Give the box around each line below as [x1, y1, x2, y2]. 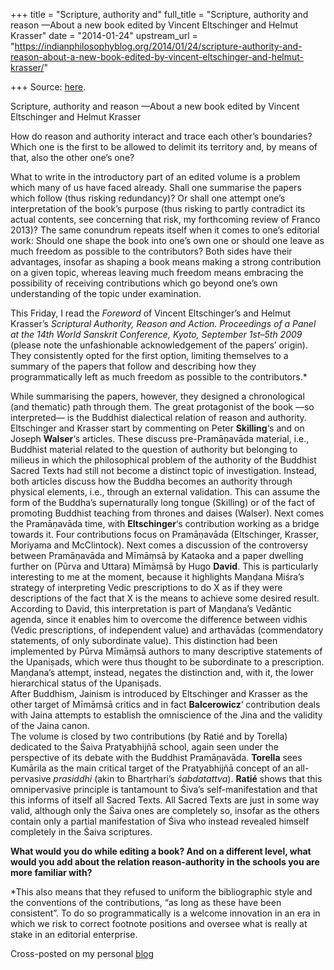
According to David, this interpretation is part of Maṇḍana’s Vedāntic [10, 603, 292, 614]
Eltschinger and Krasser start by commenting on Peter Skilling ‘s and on [10, 422, 305, 434]
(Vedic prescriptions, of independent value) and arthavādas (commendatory [10, 624, 324, 636]
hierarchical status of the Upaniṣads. [10, 677, 162, 689]
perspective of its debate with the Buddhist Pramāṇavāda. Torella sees [10, 752, 303, 763]
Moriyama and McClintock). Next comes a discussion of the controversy [10, 539, 309, 551]
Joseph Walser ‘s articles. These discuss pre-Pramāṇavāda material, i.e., [10, 433, 310, 444]
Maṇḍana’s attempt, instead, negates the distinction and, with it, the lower [10, 667, 314, 678]
